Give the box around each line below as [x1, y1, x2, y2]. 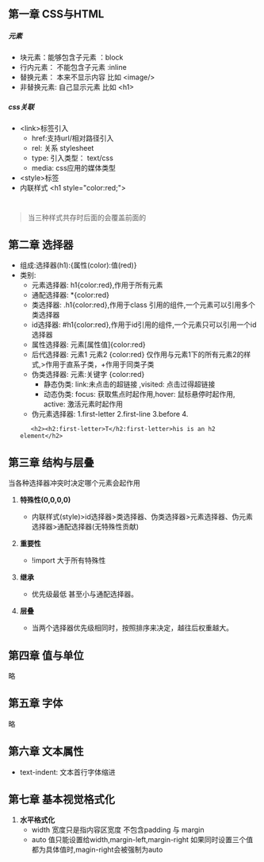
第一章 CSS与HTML [8, 7, 105, 21]
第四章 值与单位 [8, 648, 84, 662]
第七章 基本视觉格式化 [8, 792, 115, 806]
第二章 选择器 [8, 237, 74, 252]
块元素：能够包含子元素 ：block [19, 52, 124, 62]
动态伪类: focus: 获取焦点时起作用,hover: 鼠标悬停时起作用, [43, 390, 235, 399]
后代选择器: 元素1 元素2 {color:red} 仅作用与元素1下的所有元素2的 [31, 350, 244, 360]
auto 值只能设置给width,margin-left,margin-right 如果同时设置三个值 [31, 835, 254, 845]
